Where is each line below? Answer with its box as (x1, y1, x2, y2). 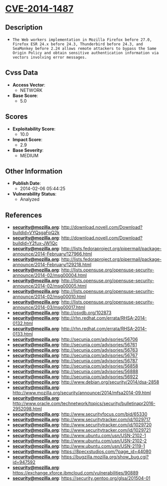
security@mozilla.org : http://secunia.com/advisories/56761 (12, 342, 137, 348)
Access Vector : (12, 81, 46, 88)
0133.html (12, 331, 33, 337)
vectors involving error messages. (12, 55, 87, 60)
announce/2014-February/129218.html (12, 262, 92, 268)
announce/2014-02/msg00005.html (12, 283, 87, 289)
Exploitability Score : (12, 126, 56, 132)
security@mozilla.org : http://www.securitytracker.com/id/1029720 (12, 422, 152, 428)
